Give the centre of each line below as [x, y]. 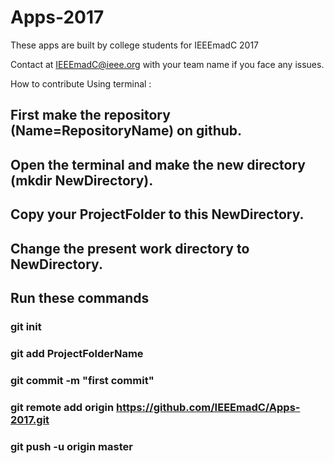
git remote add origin [62, 407]
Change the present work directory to [130, 248]
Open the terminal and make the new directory [158, 164]
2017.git [30, 419]
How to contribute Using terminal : [81, 83]
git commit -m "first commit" [82, 380]
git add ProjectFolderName [77, 353]
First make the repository [90, 115]
